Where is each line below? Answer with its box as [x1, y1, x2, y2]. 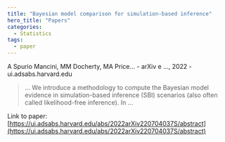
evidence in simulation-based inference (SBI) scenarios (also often [24, 91, 218, 99]
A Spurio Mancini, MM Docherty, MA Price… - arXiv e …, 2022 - [7, 63, 192, 70]
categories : [7, 23, 42, 30]
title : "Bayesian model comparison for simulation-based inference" [7, 10, 212, 18]
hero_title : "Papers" [7, 17, 71, 24]
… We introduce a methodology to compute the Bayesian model [24, 84, 210, 91]
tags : [7, 37, 23, 44]
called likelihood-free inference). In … [24, 98, 134, 106]
